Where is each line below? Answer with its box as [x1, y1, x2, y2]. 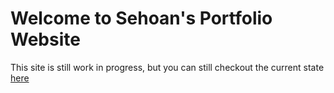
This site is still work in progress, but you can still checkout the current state [10, 61, 325, 73]
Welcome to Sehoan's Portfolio [10, 7, 273, 30]
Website [10, 28, 81, 51]
